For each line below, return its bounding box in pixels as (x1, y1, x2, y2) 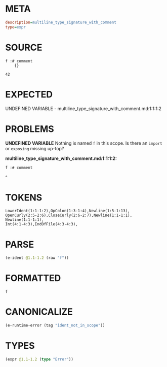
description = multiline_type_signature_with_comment (5, 20, 116, 25)
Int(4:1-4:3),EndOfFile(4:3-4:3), (5, 222, 78, 227)
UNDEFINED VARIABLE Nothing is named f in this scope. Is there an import (5, 140, 163, 146)
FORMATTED (5, 273, 61, 284)
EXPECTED (5, 88, 53, 100)
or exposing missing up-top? (5, 145, 64, 151)
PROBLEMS (5, 123, 54, 135)
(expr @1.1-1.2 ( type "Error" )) (5, 356, 73, 362)
